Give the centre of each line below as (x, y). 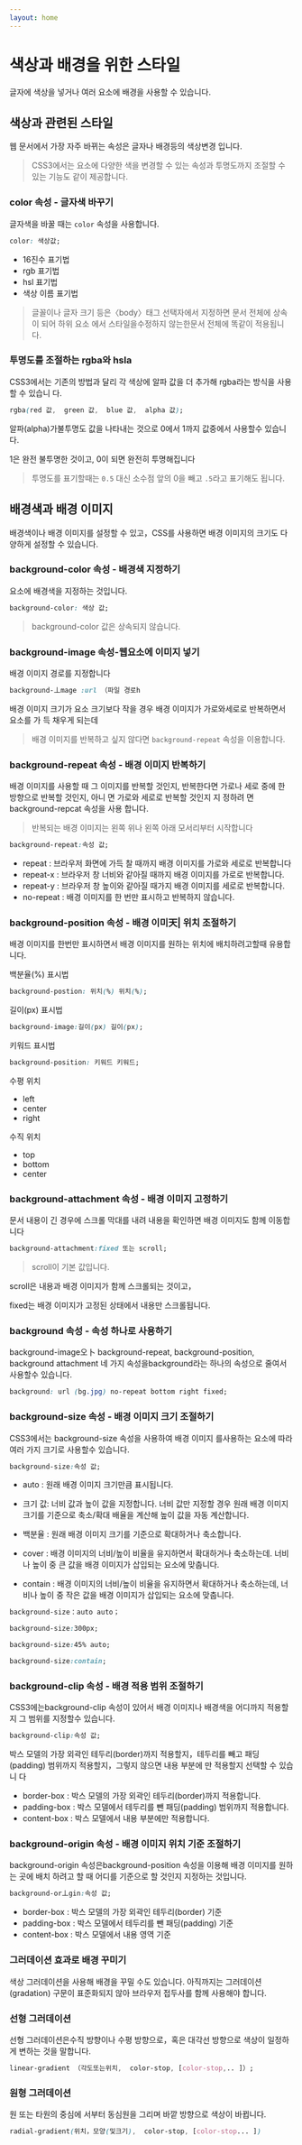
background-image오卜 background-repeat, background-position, (132, 1352)
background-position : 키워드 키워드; (74, 1063)
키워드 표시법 (32, 1045)
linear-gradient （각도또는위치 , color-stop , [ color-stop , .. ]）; (132, 2068)
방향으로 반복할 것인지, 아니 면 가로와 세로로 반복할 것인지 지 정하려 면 (132, 797)
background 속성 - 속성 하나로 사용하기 (91, 1331)
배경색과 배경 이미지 (61, 509)
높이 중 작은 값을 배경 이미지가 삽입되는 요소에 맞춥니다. (137, 1595)
